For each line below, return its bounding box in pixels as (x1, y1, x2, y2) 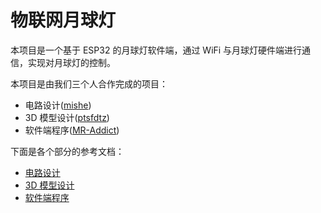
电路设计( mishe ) (24, 99, 92, 111)
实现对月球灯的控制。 (27, 56, 116, 68)
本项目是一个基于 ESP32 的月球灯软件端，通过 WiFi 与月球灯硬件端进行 (10, 44, 303, 56)
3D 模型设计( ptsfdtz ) (24, 111, 110, 123)
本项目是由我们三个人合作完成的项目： (10, 77, 168, 90)
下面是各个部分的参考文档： (10, 145, 125, 157)
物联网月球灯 (10, 9, 117, 32)
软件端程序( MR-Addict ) (24, 124, 120, 136)
